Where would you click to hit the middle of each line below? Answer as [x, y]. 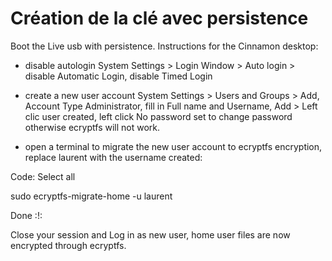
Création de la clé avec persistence [159, 18]
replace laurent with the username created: [113, 157]
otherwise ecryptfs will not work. [92, 127]
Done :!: [26, 215]
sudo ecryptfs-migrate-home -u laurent [91, 196]
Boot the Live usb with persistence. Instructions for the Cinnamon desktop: [164, 46]
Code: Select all [43, 176]
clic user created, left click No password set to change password [158, 116]
